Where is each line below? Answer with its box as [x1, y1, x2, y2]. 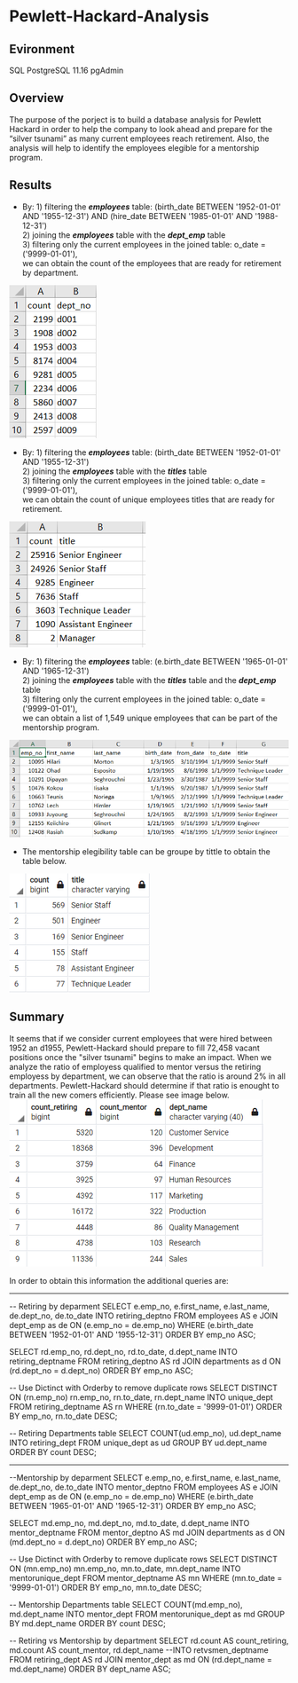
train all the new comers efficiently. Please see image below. [9, 1089, 230, 1100]
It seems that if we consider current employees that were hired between [9, 1033, 273, 1043]
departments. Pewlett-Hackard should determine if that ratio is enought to [9, 1080, 279, 1090]
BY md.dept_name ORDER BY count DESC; [9, 1617, 166, 1629]
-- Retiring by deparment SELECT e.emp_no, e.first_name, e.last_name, [9, 1301, 271, 1311]
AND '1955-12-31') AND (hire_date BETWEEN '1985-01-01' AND [21, 210, 253, 221]
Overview [9, 90, 65, 106]
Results [9, 177, 52, 193]
